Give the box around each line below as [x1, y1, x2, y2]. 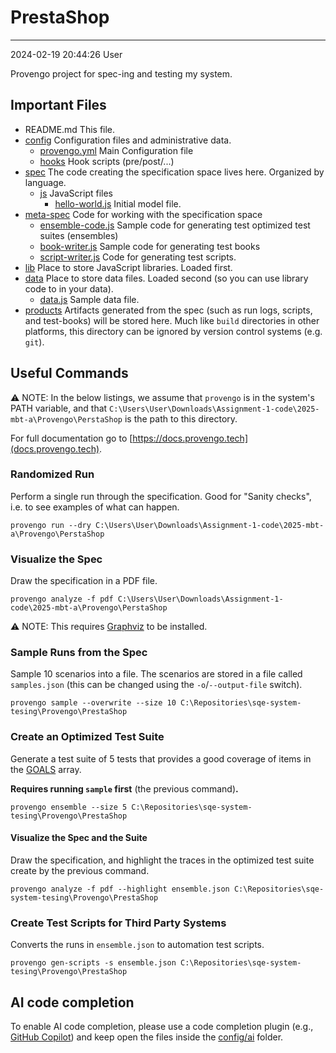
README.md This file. [24, 123, 116, 135]
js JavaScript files [39, 187, 114, 199]
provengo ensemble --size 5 [10, 802, 128, 812]
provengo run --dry [10, 520, 92, 530]
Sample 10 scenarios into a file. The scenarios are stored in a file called [10, 668, 303, 680]
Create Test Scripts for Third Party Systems [10, 916, 227, 930]
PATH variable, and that [10, 402, 108, 414]
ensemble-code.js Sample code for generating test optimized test [39, 219, 311, 231]
